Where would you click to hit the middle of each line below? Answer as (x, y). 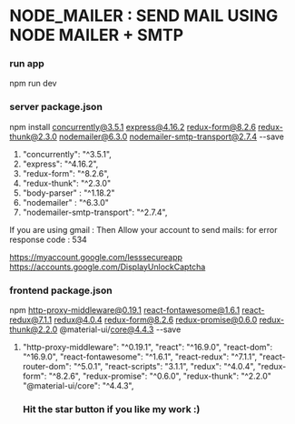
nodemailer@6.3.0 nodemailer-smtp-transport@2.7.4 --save (171, 136)
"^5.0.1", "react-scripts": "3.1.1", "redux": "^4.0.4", (164, 367)
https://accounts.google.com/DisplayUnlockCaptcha (108, 267)
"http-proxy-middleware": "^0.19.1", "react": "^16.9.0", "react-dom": (147, 348)
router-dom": (47, 367)
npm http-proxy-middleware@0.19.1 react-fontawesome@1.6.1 (125, 310)
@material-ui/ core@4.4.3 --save (120, 329)
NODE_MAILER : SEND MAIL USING (144, 16)
